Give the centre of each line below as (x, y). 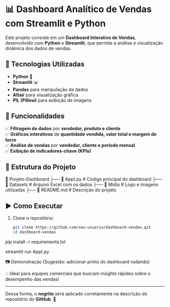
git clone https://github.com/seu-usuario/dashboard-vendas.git (82, 227)
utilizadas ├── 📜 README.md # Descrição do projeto (61, 190)
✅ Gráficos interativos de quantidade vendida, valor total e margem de (81, 134)
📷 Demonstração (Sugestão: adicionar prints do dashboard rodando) (78, 261)
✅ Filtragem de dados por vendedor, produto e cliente (63, 128)
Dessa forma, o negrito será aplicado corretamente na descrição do (76, 293)
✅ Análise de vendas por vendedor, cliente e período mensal (70, 145)
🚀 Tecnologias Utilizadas (45, 64)
